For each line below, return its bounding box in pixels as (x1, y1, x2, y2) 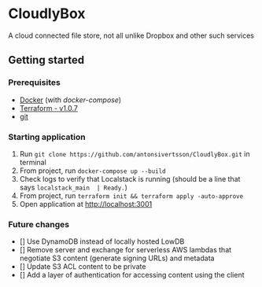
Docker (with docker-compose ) (19, 95, 122, 105)
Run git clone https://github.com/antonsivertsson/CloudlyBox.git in (19, 149, 250, 158)
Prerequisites (8, 77, 61, 88)
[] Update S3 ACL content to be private (19, 262, 146, 271)
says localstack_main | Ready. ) (19, 182, 128, 192)
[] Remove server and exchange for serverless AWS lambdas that (19, 245, 232, 255)
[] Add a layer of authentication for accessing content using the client (19, 270, 245, 280)
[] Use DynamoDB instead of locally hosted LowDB (19, 237, 185, 246)
